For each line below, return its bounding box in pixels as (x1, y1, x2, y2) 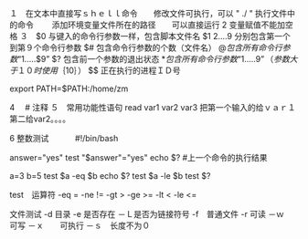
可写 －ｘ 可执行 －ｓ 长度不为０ (9, 220, 151, 231)
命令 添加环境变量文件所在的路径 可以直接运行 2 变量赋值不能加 (16, 19, 286, 30)
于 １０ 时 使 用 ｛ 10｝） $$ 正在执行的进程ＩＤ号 (9, 65, 181, 76)
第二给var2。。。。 (9, 113, 71, 124)
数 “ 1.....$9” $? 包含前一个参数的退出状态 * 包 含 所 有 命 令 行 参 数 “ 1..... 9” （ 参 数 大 (9, 54, 298, 64)
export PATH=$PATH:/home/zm (9, 83, 129, 94)
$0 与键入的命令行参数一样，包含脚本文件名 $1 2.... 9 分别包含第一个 (35, 31, 291, 41)
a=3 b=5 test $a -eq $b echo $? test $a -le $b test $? (9, 171, 211, 181)
